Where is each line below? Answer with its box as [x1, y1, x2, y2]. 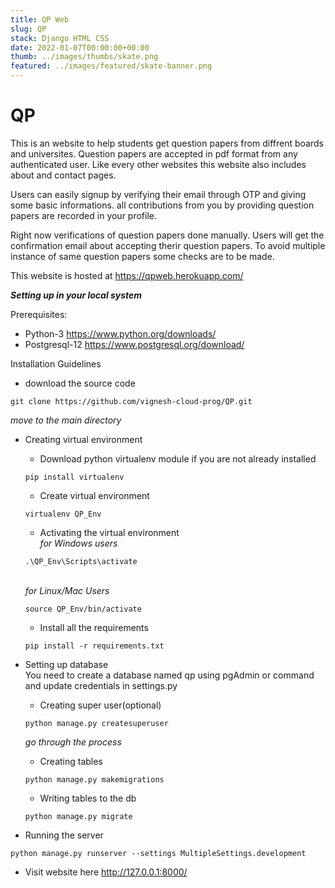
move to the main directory [10, 414, 122, 426]
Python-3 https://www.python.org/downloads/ [24, 327, 217, 340]
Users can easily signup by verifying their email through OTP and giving [10, 188, 307, 200]
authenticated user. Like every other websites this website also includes [10, 158, 307, 170]
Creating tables [39, 755, 103, 767]
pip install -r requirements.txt [24, 641, 165, 651]
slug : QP [10, 24, 47, 34]
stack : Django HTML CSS [10, 33, 110, 43]
